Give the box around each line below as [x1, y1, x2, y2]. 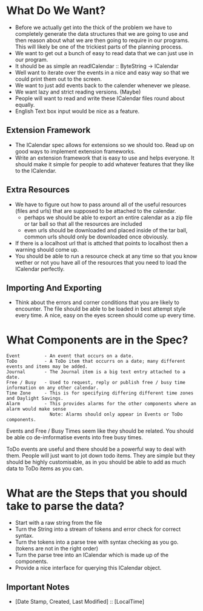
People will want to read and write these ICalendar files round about [15, 95, 185, 102]
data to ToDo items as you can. [6, 465, 84, 472]
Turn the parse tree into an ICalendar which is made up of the [15, 552, 168, 559]
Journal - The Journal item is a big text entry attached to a [6, 369, 186, 375]
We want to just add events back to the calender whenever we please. [15, 81, 191, 89]
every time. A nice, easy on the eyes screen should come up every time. [15, 312, 196, 319]
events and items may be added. [6, 363, 88, 370]
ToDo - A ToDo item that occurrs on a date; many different [6, 359, 186, 365]
